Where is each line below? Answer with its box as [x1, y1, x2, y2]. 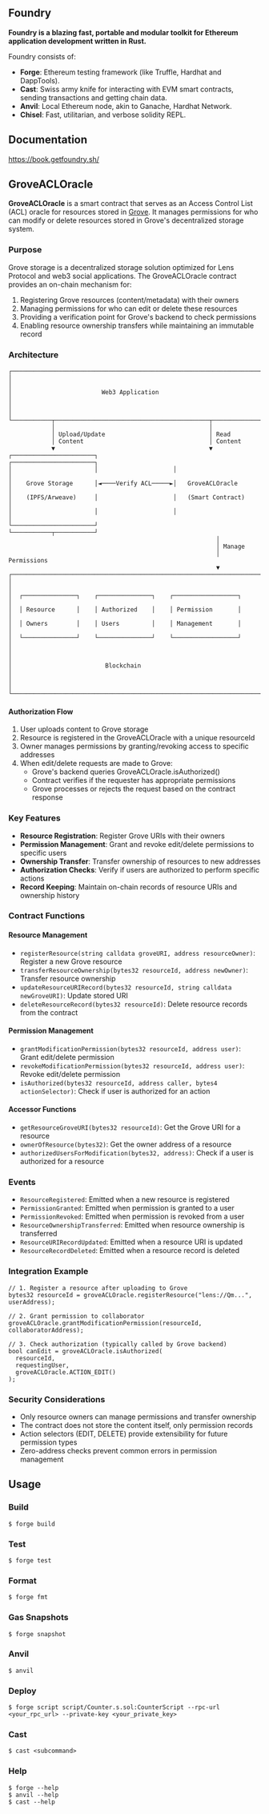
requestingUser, [15, 1361, 70, 1369]
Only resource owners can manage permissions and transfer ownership [19, 1412, 257, 1421]
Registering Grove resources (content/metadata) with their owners [19, 295, 239, 304]
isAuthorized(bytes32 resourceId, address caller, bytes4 [19, 1079, 218, 1087]
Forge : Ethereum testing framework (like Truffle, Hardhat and [19, 67, 222, 77]
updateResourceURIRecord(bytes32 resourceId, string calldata [19, 983, 232, 992]
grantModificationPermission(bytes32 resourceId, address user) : [19, 1043, 242, 1053]
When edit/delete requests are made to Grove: [19, 759, 174, 768]
